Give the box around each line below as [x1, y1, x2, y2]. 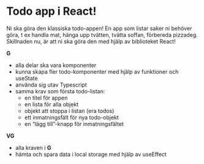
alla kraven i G [15, 144, 51, 151]
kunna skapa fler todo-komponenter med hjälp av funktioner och [15, 68, 179, 75]
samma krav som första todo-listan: [15, 87, 105, 95]
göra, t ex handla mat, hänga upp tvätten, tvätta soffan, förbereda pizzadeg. [6, 31, 198, 38]
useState [15, 74, 38, 82]
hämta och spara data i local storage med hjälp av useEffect [15, 150, 167, 158]
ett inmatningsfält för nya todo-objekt [24, 114, 119, 121]
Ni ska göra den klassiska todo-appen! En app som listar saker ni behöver [6, 25, 192, 32]
